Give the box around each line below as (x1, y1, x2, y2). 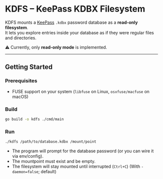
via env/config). (12, 153, 44, 159)
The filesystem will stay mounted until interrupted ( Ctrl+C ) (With (12, 163, 141, 169)
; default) (38, 168, 57, 174)
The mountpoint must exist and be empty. (12, 158, 96, 164)
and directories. (5, 35, 37, 41)
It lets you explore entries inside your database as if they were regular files (5, 30, 154, 35)
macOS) (12, 94, 29, 99)
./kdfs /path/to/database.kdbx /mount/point (5, 139, 97, 144)
